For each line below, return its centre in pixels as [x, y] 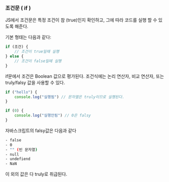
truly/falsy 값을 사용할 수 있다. [35, 82]
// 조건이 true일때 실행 [37, 52]
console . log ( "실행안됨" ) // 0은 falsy [53, 115]
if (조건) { [17, 47]
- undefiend [18, 159]
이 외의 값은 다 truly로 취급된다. [36, 174]
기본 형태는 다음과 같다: [28, 37]
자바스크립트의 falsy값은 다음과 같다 [41, 130]
